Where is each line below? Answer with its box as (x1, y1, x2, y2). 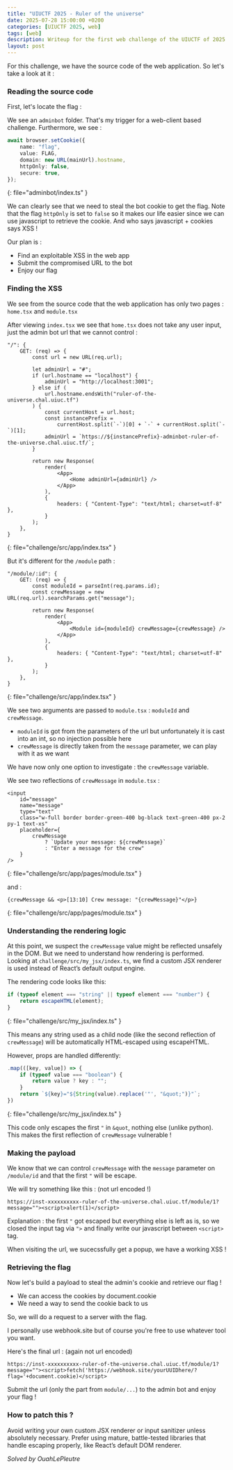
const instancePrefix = (44, 415, 113, 422)
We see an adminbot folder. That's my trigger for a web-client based (7, 116, 202, 124)
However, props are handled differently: (7, 1051, 121, 1059)
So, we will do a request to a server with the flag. (7, 1313, 147, 1321)
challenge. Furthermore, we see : (7, 124, 102, 132)
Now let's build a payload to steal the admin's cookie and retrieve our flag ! (7, 1279, 222, 1287)
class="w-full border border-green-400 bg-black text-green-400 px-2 (19, 814, 226, 821)
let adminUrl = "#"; (32, 366, 92, 373)
